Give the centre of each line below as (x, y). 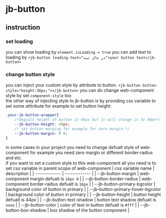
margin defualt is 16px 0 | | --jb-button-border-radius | (85, 179)
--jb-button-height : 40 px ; (42, 124)
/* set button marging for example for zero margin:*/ (72, 129)
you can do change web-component (117, 90)
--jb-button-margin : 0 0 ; (41, 133)
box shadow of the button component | (89, 210)
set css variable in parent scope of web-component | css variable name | (80, 168)
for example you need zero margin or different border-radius (91, 153)
